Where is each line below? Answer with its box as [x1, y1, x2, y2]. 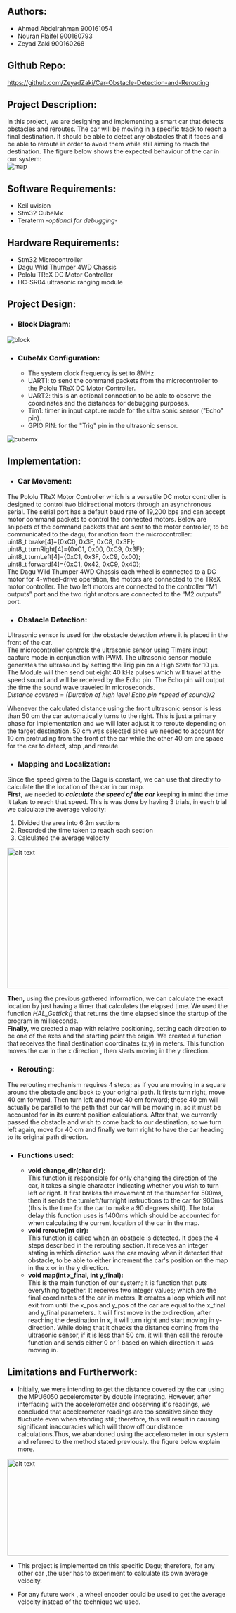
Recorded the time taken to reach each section [17, 827, 153, 835]
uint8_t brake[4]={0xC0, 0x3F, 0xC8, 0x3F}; [7, 537, 136, 546]
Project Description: [7, 99, 97, 111]
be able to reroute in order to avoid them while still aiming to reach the [7, 140, 210, 149]
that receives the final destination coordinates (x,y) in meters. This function [7, 1039, 225, 1048]
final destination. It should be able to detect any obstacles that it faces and [7, 132, 223, 141]
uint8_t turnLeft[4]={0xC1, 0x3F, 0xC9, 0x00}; [7, 552, 141, 560]
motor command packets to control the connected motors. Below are [7, 515, 207, 523]
